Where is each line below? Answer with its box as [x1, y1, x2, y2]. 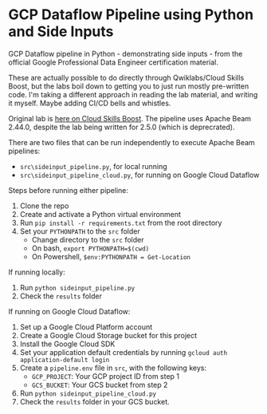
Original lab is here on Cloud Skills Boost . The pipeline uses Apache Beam [8, 113, 252, 123]
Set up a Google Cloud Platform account [19, 321, 153, 332]
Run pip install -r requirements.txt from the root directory [19, 218, 222, 227]
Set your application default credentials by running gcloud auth [19, 347, 228, 357]
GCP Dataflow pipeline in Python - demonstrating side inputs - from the [8, 49, 243, 58]
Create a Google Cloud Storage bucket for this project [19, 330, 198, 340]
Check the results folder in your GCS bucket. [19, 396, 170, 406]
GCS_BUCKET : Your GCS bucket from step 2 [31, 380, 168, 389]
